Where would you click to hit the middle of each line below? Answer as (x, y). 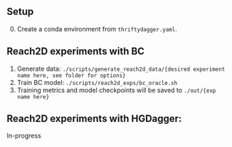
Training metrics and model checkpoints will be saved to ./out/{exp (116, 90)
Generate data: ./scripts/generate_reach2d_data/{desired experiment (121, 69)
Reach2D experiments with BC (76, 52)
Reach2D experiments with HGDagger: (94, 119)
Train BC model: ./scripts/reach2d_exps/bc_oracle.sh (97, 82)
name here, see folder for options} (71, 75)
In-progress (24, 136)
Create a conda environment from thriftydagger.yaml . (97, 29)
